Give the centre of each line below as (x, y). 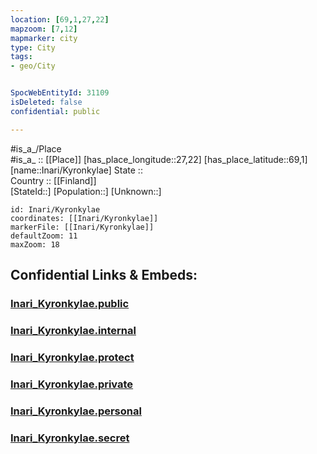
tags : (21, 57)
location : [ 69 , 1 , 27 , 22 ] (60, 19)
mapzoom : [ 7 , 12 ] (44, 29)
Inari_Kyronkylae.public (70, 303)
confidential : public (55, 111)
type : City (33, 47)
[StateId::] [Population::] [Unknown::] (86, 191)
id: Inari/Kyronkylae (55, 209)
